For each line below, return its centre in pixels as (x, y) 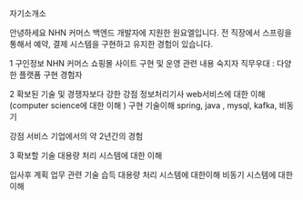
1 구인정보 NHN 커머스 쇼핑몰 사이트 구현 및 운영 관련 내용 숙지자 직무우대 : (142, 63)
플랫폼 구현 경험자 (50, 75)
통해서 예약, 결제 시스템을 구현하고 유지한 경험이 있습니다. (111, 44)
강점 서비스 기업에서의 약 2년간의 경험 (76, 136)
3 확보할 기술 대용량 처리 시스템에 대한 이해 (86, 155)
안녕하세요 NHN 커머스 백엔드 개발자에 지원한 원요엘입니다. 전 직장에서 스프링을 (151, 33)
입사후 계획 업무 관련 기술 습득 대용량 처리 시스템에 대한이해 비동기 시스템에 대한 (151, 175)
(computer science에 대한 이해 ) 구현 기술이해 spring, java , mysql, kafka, (143, 105)
